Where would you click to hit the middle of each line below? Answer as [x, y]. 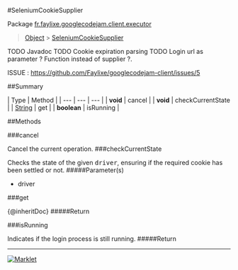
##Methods [24, 121]
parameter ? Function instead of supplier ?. [70, 59]
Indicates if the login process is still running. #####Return [92, 239]
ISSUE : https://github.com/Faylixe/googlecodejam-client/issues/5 [104, 73]
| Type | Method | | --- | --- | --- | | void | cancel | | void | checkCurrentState [119, 100]
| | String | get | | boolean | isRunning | [63, 108]
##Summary [25, 86]
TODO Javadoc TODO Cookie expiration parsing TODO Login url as [106, 51]
